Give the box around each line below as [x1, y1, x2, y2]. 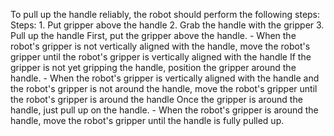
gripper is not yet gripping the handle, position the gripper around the [10, 62, 297, 73]
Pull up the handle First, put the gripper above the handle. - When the [10, 30, 297, 41]
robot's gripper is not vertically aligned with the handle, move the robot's [10, 40, 311, 52]
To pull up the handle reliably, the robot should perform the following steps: [10, 9, 321, 20]
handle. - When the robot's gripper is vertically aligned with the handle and [10, 72, 320, 84]
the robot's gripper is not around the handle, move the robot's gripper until [10, 83, 318, 94]
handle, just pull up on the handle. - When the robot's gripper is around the [10, 104, 319, 116]
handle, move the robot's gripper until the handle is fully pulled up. [10, 115, 285, 126]
